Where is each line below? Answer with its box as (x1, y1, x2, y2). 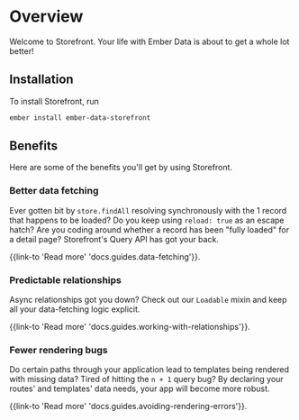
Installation (9, 72, 74, 87)
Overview (9, 6, 84, 27)
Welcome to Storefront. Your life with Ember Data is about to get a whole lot (9, 36, 290, 47)
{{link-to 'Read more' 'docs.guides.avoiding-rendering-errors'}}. (9, 401, 248, 412)
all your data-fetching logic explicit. (9, 304, 140, 315)
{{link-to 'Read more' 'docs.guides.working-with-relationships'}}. (9, 322, 250, 333)
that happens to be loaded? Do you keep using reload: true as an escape (9, 215, 285, 225)
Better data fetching (9, 185, 99, 197)
